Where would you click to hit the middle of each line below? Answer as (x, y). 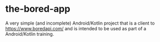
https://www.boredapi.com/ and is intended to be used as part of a (76, 28)
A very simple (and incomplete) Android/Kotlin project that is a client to (80, 23)
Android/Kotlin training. (30, 34)
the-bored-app (38, 9)
